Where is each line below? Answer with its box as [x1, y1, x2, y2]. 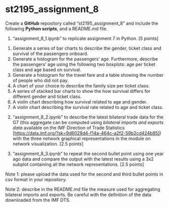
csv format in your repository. [5, 176, 67, 182]
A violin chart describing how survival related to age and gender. [12, 98, 148, 105]
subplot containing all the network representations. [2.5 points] [12, 161, 144, 167]
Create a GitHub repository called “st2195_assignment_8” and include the [5, 20, 158, 26]
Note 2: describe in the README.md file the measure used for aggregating [5, 186, 160, 192]
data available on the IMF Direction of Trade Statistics [12, 125, 125, 131]
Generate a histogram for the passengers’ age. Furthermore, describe [12, 56, 158, 62]
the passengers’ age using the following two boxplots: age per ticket [12, 61, 155, 67]
